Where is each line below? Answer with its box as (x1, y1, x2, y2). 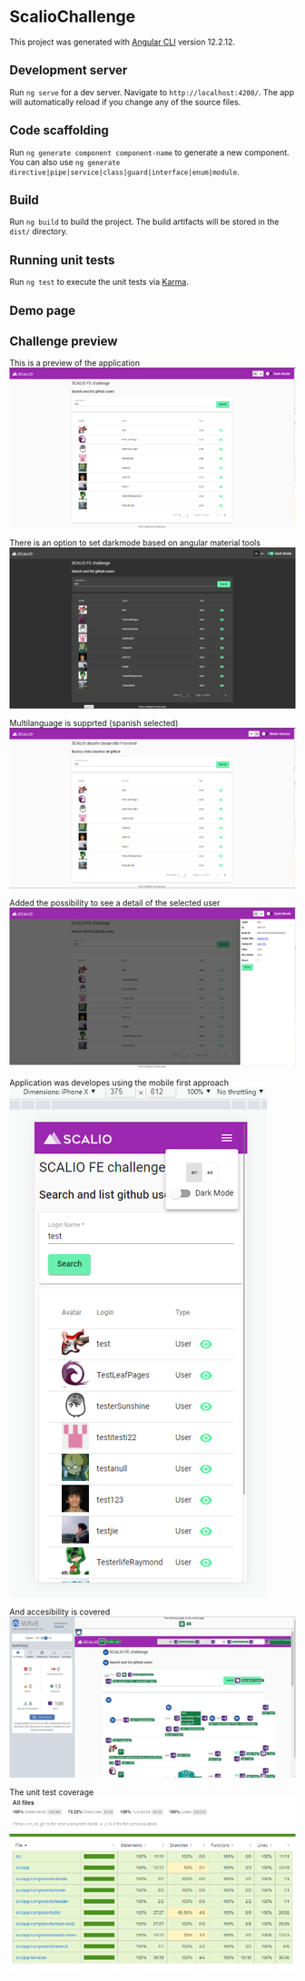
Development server (9, 63, 128, 78)
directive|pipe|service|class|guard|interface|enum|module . (9, 166, 240, 177)
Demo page (9, 302, 76, 319)
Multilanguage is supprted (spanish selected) (9, 718, 179, 729)
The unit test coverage (9, 1787, 94, 1798)
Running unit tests (9, 252, 115, 268)
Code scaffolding (9, 123, 109, 138)
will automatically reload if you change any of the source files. (9, 96, 241, 107)
